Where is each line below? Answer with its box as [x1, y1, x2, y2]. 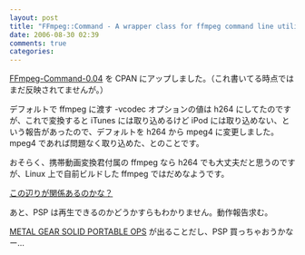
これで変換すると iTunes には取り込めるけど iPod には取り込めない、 [25, 115, 282, 126]
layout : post [9, 13, 59, 23]
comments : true [9, 38, 67, 48]
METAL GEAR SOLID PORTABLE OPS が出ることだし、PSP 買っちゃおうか [9, 226, 286, 237]
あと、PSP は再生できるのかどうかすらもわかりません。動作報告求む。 [9, 207, 273, 218]
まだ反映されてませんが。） [9, 84, 109, 95]
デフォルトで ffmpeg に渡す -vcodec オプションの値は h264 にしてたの [9, 103, 276, 114]
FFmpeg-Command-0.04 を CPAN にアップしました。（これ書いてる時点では [9, 74, 295, 84]
